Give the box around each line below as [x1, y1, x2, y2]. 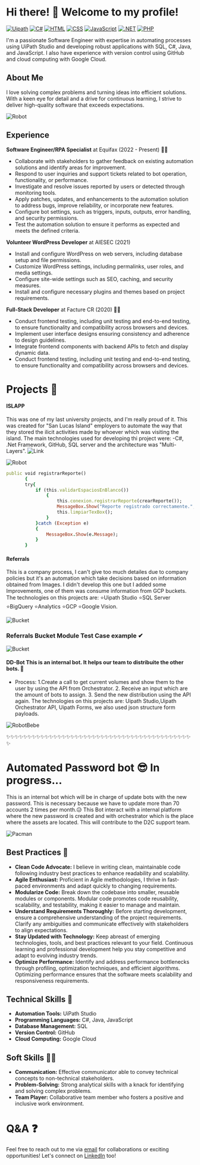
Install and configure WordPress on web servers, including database [14, 250, 183, 257]
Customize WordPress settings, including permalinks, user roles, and [14, 263, 184, 270]
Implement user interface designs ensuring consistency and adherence [14, 330, 190, 337]
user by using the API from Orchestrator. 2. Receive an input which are [14, 685, 188, 692]
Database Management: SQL [14, 1023, 88, 1030]
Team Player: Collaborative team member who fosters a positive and [14, 1094, 184, 1101]
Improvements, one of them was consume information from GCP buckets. [6, 588, 187, 595]
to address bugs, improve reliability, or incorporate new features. [14, 202, 174, 209]
